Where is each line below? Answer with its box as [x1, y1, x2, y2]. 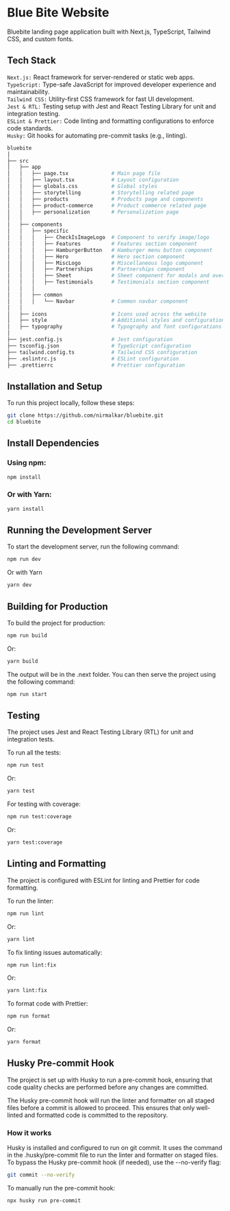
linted [7, 1111, 23, 1119]
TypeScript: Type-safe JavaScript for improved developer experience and [7, 80, 217, 89]
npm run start [7, 691, 48, 697]
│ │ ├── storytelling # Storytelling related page [7, 189, 194, 196]
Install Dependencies [7, 437, 99, 449]
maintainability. [7, 87, 50, 95]
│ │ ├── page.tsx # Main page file [7, 170, 161, 177]
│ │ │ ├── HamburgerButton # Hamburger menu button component [7, 246, 213, 253]
